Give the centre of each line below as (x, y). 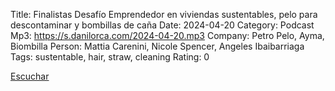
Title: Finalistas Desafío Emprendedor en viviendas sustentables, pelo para (164, 14)
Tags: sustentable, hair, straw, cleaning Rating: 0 (110, 57)
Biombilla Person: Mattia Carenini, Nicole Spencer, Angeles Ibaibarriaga (157, 46)
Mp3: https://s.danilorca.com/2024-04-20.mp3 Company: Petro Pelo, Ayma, (167, 35)
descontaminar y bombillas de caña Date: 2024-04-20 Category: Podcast (162, 25)
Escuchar (30, 76)
